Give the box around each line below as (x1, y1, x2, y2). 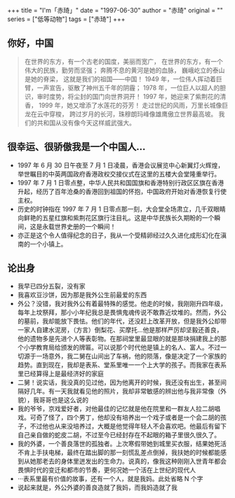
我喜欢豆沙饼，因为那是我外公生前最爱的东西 (17, 291, 147, 299)
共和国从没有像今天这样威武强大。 (36, 118, 135, 127)
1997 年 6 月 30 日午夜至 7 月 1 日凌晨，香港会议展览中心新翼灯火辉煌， (17, 160, 224, 170)
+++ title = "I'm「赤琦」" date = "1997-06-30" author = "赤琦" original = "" (7, 6, 223, 14)
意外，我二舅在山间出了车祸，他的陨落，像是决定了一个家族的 (48, 352, 227, 361)
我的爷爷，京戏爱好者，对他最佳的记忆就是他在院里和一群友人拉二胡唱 (17, 405, 221, 413)
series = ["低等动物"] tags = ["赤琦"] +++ (7, 15, 126, 23)
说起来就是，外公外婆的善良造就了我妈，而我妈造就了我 (17, 483, 177, 492)
